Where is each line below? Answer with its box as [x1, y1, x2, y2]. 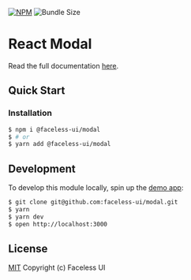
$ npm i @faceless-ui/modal [8, 125, 101, 133]
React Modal [8, 35, 92, 53]
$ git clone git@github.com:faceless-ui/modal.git [8, 198, 178, 207]
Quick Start [8, 84, 66, 98]
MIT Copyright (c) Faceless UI [8, 263, 106, 272]
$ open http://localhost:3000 [8, 220, 108, 228]
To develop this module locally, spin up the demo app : [8, 183, 184, 192]
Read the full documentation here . [8, 61, 119, 70]
